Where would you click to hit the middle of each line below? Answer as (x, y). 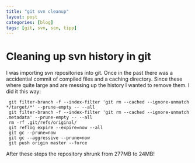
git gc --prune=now (32, 133)
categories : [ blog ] (30, 22)
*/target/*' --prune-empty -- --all (51, 107)
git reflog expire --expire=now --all (56, 128)
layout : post (22, 17)
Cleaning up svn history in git (79, 57)
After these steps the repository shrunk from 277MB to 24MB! (80, 154)
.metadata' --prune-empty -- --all (49, 117)
